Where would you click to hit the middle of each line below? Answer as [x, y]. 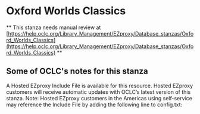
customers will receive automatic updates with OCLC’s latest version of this [99, 92]
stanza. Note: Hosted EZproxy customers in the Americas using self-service [99, 98]
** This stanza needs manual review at [54, 27]
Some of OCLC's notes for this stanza [77, 72]
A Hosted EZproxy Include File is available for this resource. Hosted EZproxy [100, 85]
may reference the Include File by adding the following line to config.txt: [94, 104]
